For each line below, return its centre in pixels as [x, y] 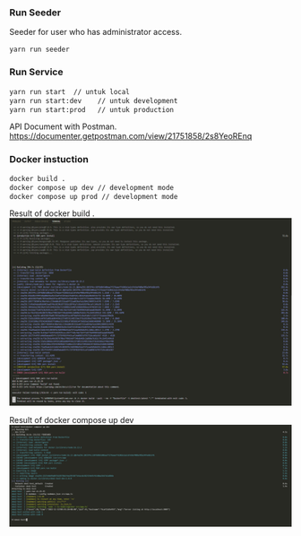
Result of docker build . [52, 213]
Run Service [36, 72]
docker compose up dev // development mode [92, 187]
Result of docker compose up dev [72, 419]
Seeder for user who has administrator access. [95, 32]
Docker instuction [49, 159]
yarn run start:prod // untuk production [92, 109]
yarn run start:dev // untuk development [94, 100]
